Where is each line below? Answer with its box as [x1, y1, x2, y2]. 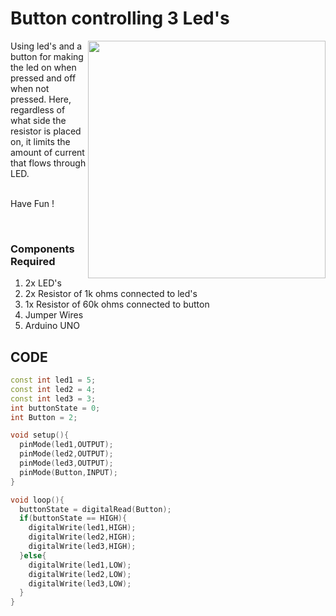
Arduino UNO [24, 320, 81, 332]
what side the [10, 114, 67, 126]
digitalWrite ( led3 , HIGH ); [28, 542, 137, 552]
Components [10, 242, 75, 256]
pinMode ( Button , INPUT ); [19, 467, 118, 477]
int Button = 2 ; [10, 412, 78, 422]
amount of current [10, 146, 85, 158]
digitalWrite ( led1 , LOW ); [28, 560, 132, 570]
